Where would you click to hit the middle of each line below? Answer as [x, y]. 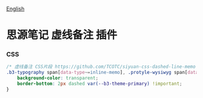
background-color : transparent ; [58, 78]
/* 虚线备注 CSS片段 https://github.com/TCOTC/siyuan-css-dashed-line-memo [101, 67]
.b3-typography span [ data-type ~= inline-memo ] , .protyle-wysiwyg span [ [97, 73]
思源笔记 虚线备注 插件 [62, 35]
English [15, 9]
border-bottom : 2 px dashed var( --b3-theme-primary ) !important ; [100, 84]
